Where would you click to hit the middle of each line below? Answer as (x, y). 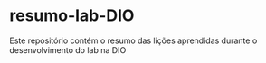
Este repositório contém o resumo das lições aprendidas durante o (133, 40)
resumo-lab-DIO (72, 16)
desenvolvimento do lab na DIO (68, 49)
